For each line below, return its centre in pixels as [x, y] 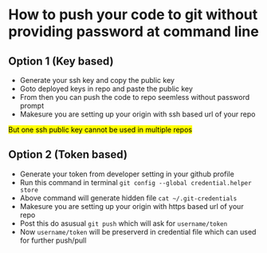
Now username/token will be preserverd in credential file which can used [138, 231]
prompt [32, 106]
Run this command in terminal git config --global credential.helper [136, 182]
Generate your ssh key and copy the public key [97, 80]
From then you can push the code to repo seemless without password [134, 97]
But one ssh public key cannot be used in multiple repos [100, 130]
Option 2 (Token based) [68, 154]
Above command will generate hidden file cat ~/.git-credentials [128, 198]
